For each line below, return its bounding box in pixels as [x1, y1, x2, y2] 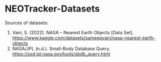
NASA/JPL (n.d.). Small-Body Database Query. [12, 45, 110, 51]
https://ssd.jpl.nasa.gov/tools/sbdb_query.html [12, 51, 110, 57]
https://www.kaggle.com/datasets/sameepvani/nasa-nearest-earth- [12, 35, 156, 41]
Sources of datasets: [5, 20, 49, 26]
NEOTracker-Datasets [5, 3, 100, 15]
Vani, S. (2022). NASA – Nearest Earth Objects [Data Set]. [12, 29, 134, 35]
